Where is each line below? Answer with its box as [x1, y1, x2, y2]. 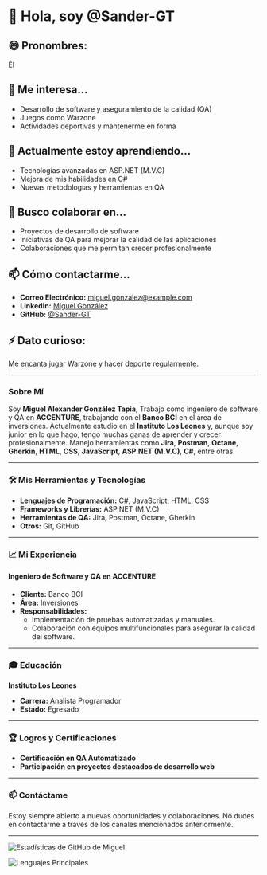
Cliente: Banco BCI [19, 589, 83, 598]
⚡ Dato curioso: [8, 334, 86, 347]
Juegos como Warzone [19, 112, 97, 122]
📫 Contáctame [8, 790, 68, 801]
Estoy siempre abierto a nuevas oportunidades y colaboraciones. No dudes [8, 810, 255, 820]
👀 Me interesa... [8, 83, 89, 96]
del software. [31, 631, 75, 641]
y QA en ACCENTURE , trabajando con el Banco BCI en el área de [8, 413, 222, 422]
